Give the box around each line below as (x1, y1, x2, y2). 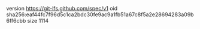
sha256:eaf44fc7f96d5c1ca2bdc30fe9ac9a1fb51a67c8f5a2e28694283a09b (6, 11, 194, 18)
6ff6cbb (6, 17, 26, 24)
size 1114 (27, 17, 49, 24)
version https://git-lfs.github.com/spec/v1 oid (6, 5, 118, 12)
